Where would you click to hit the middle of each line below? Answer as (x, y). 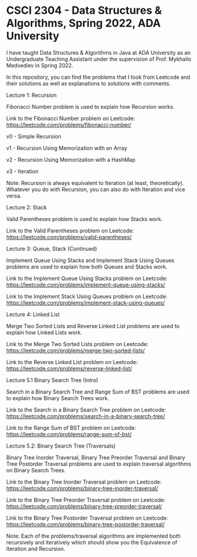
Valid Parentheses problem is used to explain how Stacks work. (85, 219)
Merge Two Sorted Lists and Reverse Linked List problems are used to (93, 326)
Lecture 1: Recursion (32, 95)
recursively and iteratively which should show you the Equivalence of (92, 542)
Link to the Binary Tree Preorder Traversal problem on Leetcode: (86, 500)
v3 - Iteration (23, 171)
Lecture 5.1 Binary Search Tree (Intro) (52, 380)
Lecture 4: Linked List (33, 314)
